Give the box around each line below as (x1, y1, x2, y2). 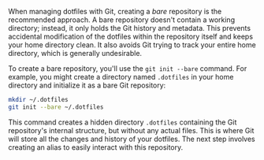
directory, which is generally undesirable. (8, 49, 143, 58)
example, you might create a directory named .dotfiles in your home (8, 73, 234, 81)
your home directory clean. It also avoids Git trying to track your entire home (8, 40, 256, 50)
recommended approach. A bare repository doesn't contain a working (8, 15, 235, 24)
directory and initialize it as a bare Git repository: (8, 80, 166, 90)
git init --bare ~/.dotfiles (8, 102, 104, 111)
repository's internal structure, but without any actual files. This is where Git (8, 125, 255, 135)
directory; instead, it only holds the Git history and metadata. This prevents (8, 24, 251, 32)
